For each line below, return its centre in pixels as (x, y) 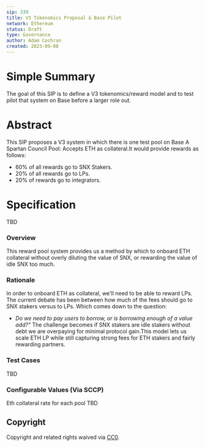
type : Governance (28, 35)
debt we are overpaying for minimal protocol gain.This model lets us (101, 332)
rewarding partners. (40, 344)
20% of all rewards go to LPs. (53, 173)
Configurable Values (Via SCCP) (55, 389)
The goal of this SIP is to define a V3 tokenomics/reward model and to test (100, 93)
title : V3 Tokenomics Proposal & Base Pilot (64, 18)
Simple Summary (51, 77)
